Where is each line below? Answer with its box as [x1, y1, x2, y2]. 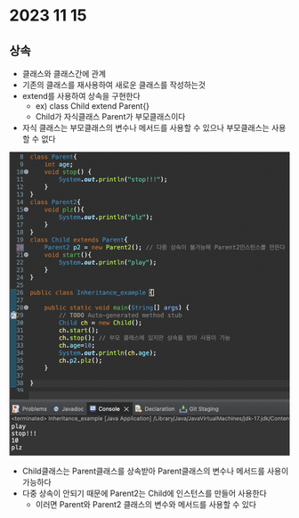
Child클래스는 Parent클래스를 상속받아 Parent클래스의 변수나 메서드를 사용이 [21, 465, 289, 476]
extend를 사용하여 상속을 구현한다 [21, 91, 141, 101]
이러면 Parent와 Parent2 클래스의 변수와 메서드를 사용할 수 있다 [35, 498, 256, 509]
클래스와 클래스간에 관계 [21, 69, 107, 78]
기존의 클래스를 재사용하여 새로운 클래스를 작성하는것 [21, 79, 206, 90]
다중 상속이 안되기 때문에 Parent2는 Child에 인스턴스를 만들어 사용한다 [21, 488, 267, 498]
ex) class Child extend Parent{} [35, 101, 149, 111]
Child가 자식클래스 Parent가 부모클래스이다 [35, 111, 186, 121]
